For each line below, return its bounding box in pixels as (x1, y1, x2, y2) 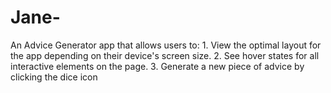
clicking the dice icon (10, 71, 98, 83)
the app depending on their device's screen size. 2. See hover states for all (10, 49, 320, 61)
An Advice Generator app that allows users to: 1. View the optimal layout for (10, 39, 322, 51)
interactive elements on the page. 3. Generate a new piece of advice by (10, 60, 305, 72)
